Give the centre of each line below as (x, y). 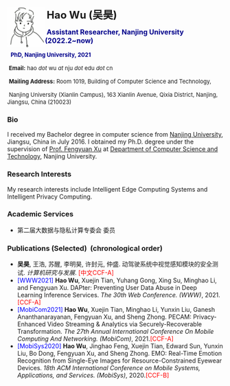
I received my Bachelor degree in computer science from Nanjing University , (115, 135)
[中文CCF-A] (96, 273)
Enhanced (31, 324)
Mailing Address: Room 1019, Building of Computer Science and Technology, (110, 81)
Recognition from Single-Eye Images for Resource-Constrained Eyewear (119, 361)
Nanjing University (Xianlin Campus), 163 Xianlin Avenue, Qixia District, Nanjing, (113, 94)
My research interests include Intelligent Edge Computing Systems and (107, 189)
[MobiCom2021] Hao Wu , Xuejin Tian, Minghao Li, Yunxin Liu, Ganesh (116, 310)
